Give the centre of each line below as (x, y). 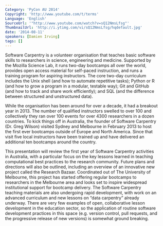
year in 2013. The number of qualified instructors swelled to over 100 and (78, 111)
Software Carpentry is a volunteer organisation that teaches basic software (80, 55)
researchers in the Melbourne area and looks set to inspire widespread (76, 182)
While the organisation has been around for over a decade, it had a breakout (81, 105)
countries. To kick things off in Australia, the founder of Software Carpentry (81, 121)
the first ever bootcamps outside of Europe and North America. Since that (79, 131)
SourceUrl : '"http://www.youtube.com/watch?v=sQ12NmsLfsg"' (67, 23)
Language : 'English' (26, 18)
